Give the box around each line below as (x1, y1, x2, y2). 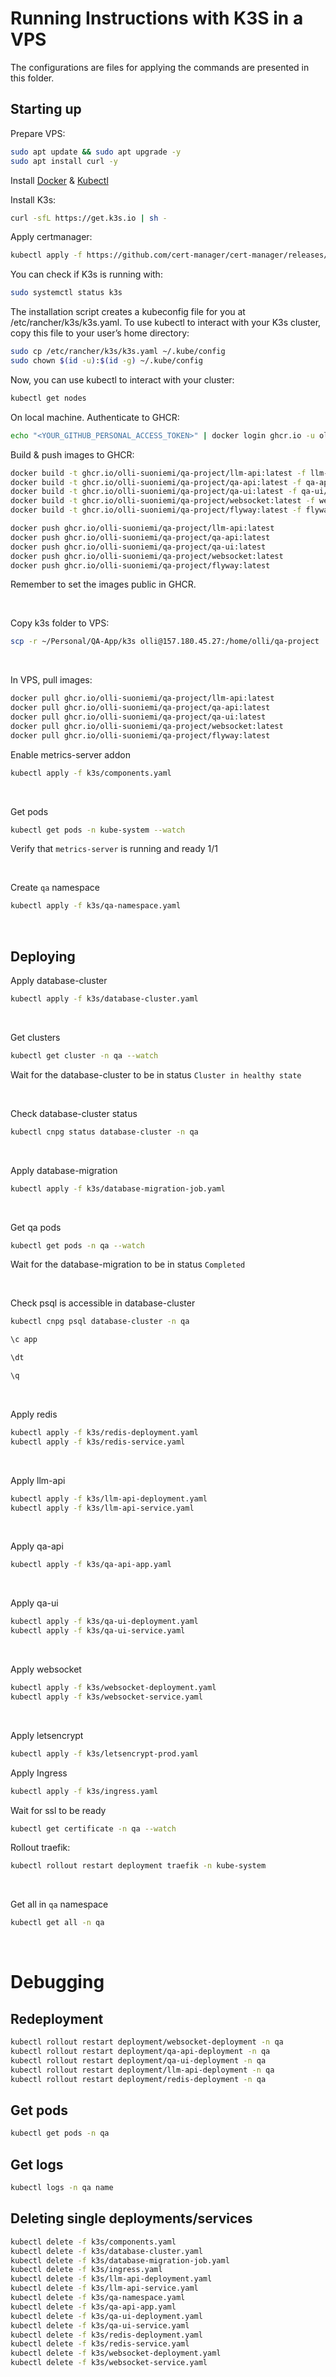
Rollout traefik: (10, 1842, 71, 1854)
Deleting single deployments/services (10, 2210, 253, 2227)
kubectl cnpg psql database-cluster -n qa (10, 1317, 190, 1327)
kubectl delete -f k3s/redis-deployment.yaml (10, 2330, 203, 2340)
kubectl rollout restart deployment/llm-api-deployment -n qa (10, 2065, 275, 2075)
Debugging (10, 1971, 105, 1994)
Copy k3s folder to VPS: (10, 617, 110, 629)
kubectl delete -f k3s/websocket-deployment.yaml (10, 2348, 222, 2359)
